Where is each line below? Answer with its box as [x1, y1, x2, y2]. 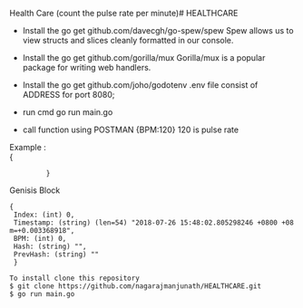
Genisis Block [9, 185, 61, 196]
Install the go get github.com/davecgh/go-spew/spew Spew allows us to [22, 25, 294, 35]
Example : [9, 142, 47, 152]
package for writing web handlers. [22, 63, 151, 72]
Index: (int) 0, [13, 210, 75, 219]
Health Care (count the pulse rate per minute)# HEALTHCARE [9, 8, 239, 18]
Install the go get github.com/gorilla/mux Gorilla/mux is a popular [22, 53, 266, 63]
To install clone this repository [9, 274, 141, 283]
